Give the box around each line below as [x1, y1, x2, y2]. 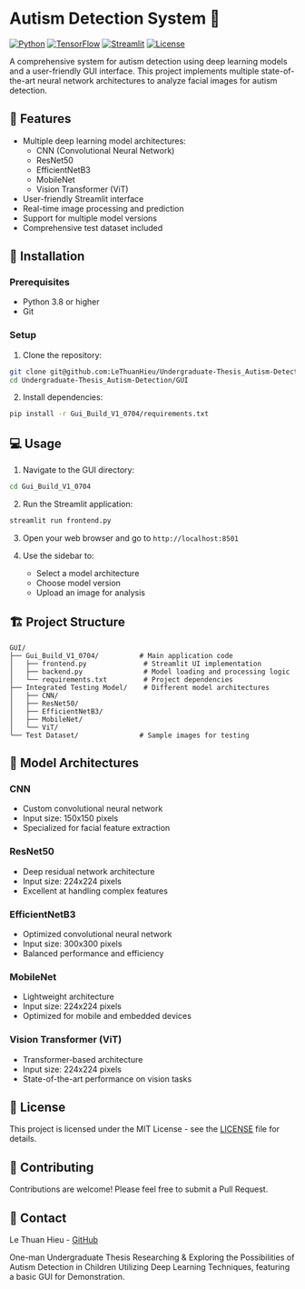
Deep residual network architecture [22, 865, 155, 876]
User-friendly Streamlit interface [22, 193, 144, 204]
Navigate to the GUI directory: [22, 465, 134, 475]
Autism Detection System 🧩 [9, 8, 221, 29]
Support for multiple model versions [22, 213, 157, 224]
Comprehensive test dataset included [22, 222, 163, 233]
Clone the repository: [22, 349, 103, 360]
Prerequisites [9, 276, 70, 289]
